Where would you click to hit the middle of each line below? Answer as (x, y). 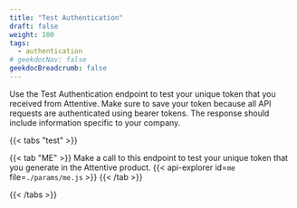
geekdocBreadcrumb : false (58, 69)
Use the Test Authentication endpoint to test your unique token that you (143, 94)
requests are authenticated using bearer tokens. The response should (139, 113)
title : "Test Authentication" (67, 18)
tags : (19, 43)
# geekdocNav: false (48, 60)
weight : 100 (32, 34)
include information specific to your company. (95, 122)
